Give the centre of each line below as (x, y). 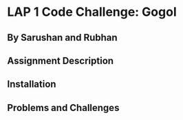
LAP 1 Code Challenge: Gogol (92, 12)
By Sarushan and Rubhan (63, 38)
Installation (32, 84)
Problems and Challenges (63, 108)
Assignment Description (61, 60)
